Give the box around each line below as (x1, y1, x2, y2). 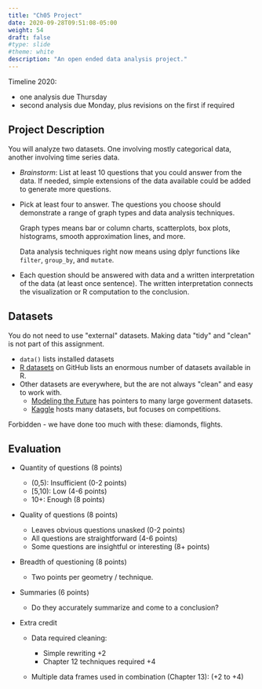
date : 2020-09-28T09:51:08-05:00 (8, 19, 118, 27)
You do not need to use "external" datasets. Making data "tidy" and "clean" (8, 331, 252, 340)
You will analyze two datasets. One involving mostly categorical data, (8, 144, 231, 153)
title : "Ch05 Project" (8, 11, 82, 20)
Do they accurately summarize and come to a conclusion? (31, 603, 220, 613)
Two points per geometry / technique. (31, 573, 154, 582)
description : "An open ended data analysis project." (8, 56, 188, 64)
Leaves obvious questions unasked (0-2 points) (31, 526, 186, 535)
